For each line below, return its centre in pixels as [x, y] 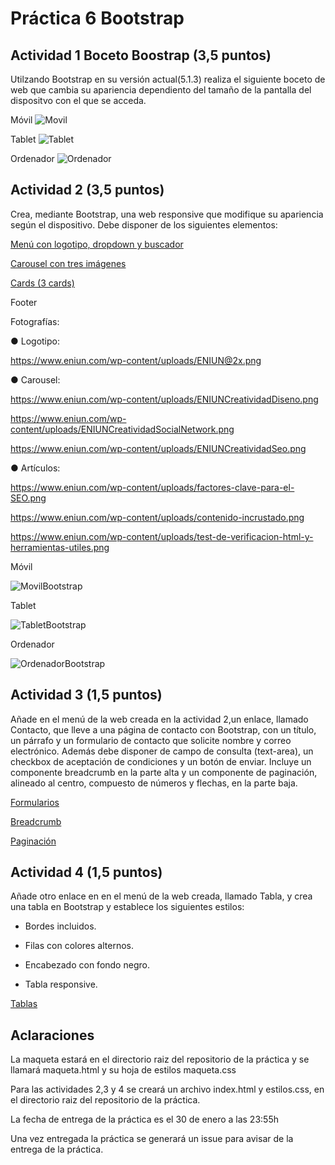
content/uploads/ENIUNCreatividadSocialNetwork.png [122, 429]
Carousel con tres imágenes [68, 263]
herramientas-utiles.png [60, 547]
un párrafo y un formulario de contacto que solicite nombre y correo [151, 740]
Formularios [35, 802]
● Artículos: [35, 468]
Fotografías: [35, 321]
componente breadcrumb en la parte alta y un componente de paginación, [164, 772]
